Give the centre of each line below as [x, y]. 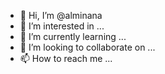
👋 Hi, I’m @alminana [61, 15]
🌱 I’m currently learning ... [73, 36]
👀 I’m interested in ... [62, 26]
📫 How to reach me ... [66, 58]
